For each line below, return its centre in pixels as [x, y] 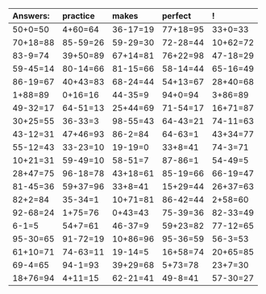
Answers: [31, 16]
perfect [177, 16]
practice [79, 16]
